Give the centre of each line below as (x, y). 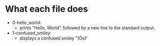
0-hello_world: (27, 23)
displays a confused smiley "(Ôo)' (54, 38)
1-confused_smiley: (32, 33)
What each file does (46, 9)
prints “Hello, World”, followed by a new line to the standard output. (87, 27)
